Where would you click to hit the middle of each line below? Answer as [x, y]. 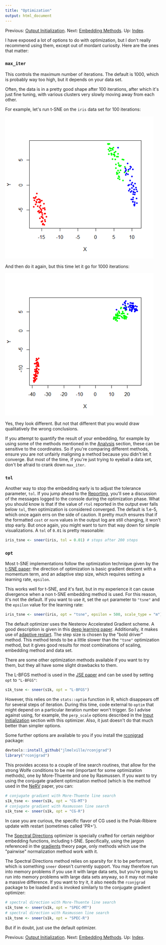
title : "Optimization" [28, 10]
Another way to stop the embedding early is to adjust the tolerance [73, 488]
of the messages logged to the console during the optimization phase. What [82, 499]
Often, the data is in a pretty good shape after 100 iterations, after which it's [82, 89]
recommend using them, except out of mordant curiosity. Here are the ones [82, 45]
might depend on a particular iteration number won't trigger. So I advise [78, 710]
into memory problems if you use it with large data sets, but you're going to [82, 872]
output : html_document [28, 16]
